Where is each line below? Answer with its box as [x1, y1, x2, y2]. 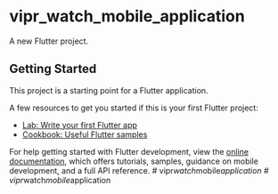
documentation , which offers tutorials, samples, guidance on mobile [9, 156, 258, 166]
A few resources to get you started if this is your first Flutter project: [9, 102, 258, 113]
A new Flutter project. [9, 36, 89, 46]
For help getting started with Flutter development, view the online [9, 146, 249, 157]
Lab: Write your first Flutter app [21, 119, 138, 130]
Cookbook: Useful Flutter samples [21, 129, 148, 140]
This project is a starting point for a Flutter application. [9, 85, 208, 95]
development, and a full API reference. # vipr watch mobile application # [9, 165, 269, 175]
